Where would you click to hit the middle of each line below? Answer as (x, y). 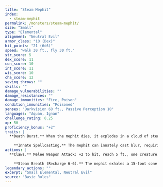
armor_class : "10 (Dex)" (30, 41)
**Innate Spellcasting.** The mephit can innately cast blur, (78, 146)
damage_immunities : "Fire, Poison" (41, 100)
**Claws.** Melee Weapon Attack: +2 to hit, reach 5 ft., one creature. (84, 154)
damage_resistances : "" (29, 95)
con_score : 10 (19, 64)
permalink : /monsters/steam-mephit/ (42, 23)
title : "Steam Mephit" (28, 9)
